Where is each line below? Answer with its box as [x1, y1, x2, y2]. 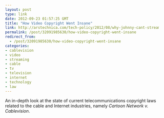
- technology [5, 79, 32, 84]
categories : [5, 43, 29, 48]
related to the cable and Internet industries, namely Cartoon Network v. [5, 103, 148, 109]
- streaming [5, 57, 29, 62]
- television [5, 71, 32, 76]
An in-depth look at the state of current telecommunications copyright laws [5, 98, 156, 103]
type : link [5, 12, 27, 17]
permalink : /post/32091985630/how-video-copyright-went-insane [5, 30, 137, 35]
